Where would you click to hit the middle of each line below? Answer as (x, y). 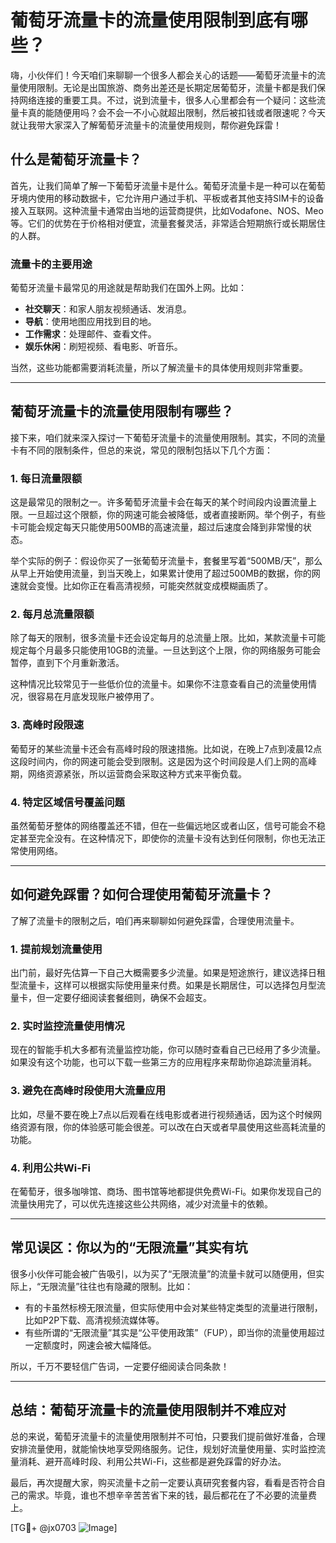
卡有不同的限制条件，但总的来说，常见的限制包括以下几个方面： (141, 450)
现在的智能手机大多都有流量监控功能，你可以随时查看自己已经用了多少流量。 (168, 1050)
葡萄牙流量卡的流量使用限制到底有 (151, 20)
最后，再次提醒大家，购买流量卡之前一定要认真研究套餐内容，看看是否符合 (163, 1482)
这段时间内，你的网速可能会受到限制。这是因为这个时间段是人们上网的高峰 (163, 761)
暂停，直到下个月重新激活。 (67, 663)
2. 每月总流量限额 (52, 614)
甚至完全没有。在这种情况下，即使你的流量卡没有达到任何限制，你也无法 (167, 838)
